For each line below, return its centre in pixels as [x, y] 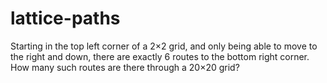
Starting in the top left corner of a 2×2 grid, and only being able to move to [164, 46]
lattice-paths [65, 18]
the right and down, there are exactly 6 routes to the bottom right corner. [160, 56]
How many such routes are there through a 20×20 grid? [125, 67]
